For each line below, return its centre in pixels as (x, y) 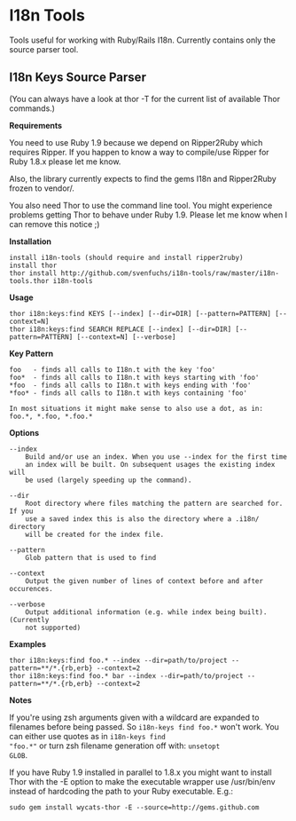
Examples (28, 643)
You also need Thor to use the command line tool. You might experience (141, 205)
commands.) (32, 108)
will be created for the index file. (95, 534)
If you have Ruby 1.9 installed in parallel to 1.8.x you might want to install (140, 772)
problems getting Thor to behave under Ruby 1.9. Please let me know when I (148, 215)
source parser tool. (44, 49)
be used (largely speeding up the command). (109, 480)
